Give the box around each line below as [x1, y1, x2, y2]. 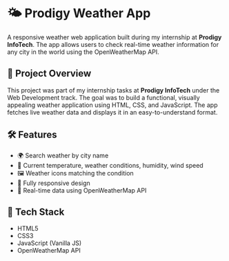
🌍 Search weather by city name [17, 151, 109, 159]
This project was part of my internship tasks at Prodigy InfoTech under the [7, 86, 220, 94]
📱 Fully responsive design [17, 179, 91, 187]
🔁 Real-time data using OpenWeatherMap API [17, 186, 147, 194]
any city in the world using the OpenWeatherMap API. [7, 48, 160, 56]
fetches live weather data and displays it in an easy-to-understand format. [7, 108, 218, 116]
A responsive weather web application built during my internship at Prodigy [7, 32, 222, 41]
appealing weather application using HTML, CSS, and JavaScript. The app [7, 101, 218, 109]
